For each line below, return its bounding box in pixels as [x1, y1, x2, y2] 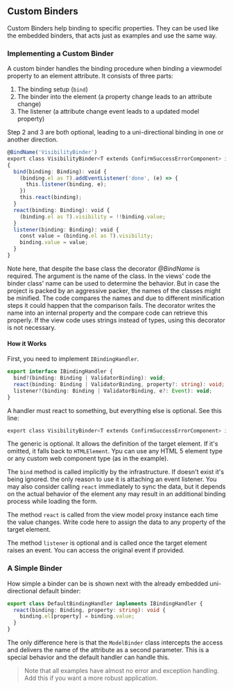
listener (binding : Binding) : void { [13, 226, 119, 233]
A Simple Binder [7, 564, 62, 573]
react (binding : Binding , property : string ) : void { [13, 607, 166, 613]
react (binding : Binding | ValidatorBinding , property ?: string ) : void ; [13, 381, 225, 387]
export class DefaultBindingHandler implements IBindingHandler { [7, 600, 203, 607]
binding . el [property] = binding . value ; [19, 613, 135, 620]
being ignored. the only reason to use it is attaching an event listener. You [7, 475, 217, 484]
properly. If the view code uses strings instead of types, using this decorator [7, 315, 225, 324]
